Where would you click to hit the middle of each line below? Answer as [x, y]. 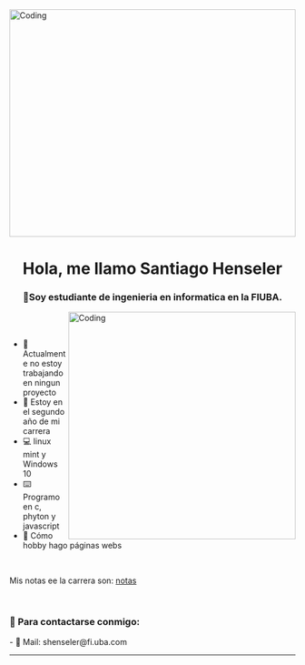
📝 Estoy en [43, 402]
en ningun [41, 383]
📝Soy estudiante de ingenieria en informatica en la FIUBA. [152, 297]
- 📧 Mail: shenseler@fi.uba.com [68, 641]
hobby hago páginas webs [72, 546]
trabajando [43, 373]
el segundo [44, 412]
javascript [41, 526]
